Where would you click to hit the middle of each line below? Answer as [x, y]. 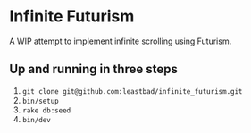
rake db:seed [46, 110]
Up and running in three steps [94, 69]
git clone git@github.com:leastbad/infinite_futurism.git [132, 91]
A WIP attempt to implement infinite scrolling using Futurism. [121, 41]
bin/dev [36, 120]
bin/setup [41, 101]
